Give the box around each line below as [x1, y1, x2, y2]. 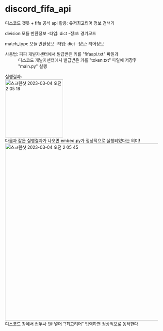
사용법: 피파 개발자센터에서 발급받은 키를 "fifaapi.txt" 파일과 [5, 51, 119, 57]
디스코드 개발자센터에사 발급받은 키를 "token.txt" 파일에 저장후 [18, 57, 137, 63]
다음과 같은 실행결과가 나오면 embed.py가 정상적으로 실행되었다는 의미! [5, 138, 141, 143]
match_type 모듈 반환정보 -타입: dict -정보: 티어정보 [5, 40, 104, 47]
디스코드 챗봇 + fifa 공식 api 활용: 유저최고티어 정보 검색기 [5, 20, 115, 26]
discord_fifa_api [5, 3, 71, 15]
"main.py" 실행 [18, 63, 48, 69]
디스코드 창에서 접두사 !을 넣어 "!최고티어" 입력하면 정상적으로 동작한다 [5, 321, 138, 327]
